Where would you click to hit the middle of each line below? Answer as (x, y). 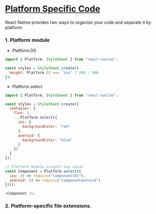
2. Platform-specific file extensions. (48, 206)
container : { (23, 108)
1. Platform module (27, 40)
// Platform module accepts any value (44, 167)
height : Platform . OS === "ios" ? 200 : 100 (54, 73)
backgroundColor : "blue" (47, 140)
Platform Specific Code (53, 9)
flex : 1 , (23, 113)
